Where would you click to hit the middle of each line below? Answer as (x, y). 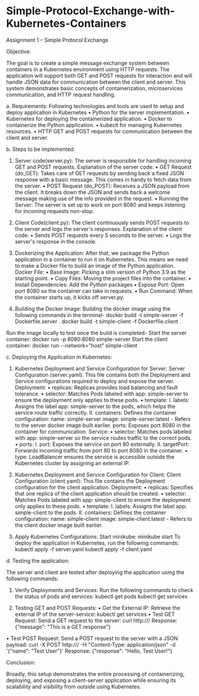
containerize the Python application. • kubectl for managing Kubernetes (94, 125)
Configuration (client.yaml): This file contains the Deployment (90, 481)
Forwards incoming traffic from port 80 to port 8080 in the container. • (101, 450)
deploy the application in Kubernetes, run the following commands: (97, 543)
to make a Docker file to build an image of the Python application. (95, 265)
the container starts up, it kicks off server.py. (70, 297)
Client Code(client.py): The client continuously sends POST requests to (102, 222)
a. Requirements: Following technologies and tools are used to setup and (95, 106)
